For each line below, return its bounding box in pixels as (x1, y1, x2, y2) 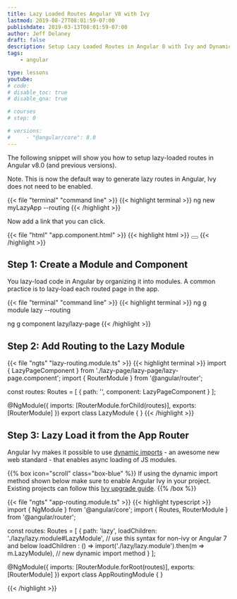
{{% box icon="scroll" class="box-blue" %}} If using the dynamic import (7, 469, 218, 478)
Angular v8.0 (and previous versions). (7, 160, 117, 170)
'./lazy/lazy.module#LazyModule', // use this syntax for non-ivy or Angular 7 (7, 534, 227, 542)
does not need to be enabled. (7, 182, 93, 191)
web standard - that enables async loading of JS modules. (7, 456, 178, 464)
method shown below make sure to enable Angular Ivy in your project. (7, 477, 211, 485)
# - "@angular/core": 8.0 (7, 134, 97, 141)
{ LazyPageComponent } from (7, 367, 95, 375)
